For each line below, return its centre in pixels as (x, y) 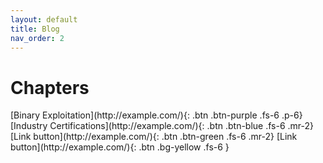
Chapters (50, 87)
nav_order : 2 (37, 38)
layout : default (44, 19)
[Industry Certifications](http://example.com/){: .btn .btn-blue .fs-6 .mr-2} (162, 126)
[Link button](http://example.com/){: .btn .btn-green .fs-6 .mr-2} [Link (154, 137)
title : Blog (35, 29)
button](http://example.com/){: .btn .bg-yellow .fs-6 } (120, 147)
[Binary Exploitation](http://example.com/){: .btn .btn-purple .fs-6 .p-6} (156, 115)
